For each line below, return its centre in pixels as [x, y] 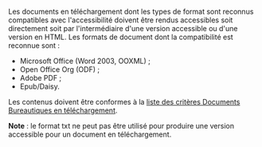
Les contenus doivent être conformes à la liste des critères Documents [124, 102]
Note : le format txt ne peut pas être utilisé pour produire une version [121, 126]
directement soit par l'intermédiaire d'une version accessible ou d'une [123, 28]
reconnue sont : [34, 46]
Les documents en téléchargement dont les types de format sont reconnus [131, 12]
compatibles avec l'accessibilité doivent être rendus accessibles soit [121, 20]
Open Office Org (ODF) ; [60, 70]
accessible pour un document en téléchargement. [90, 134]
